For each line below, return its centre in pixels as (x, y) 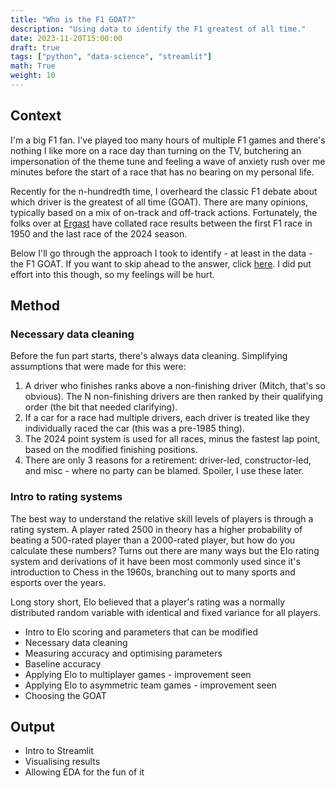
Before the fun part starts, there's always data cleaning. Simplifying (149, 356)
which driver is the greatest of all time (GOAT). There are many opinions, (159, 202)
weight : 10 (33, 76)
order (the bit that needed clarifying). (101, 407)
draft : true (35, 47)
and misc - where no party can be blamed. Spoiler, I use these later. (164, 471)
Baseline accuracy (63, 663)
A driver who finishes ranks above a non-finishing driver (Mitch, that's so (175, 386)
